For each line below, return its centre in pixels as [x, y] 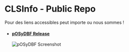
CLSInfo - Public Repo [50, 9]
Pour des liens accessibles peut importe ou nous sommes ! [64, 22]
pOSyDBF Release [31, 34]
